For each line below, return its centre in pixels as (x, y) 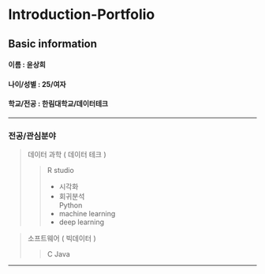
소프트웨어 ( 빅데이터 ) (62, 238)
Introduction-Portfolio (82, 15)
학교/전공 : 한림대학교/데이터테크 (58, 103)
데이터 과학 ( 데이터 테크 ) (67, 155)
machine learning (87, 214)
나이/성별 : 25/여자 (37, 84)
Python (71, 205)
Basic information (52, 44)
